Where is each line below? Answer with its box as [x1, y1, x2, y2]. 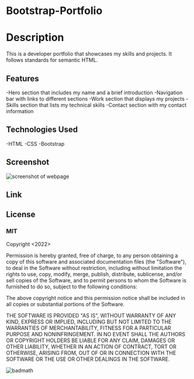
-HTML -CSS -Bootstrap [6, 140, 65, 147]
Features [6, 73, 39, 83]
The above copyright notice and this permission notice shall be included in [6, 294, 185, 301]
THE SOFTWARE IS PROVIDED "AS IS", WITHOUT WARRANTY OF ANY [6, 312, 176, 319]
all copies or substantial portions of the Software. [6, 301, 124, 308]
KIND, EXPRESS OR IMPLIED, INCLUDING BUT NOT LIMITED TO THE [6, 318, 172, 325]
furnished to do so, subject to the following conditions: [6, 283, 137, 290]
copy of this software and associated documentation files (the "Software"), [6, 258, 187, 265]
